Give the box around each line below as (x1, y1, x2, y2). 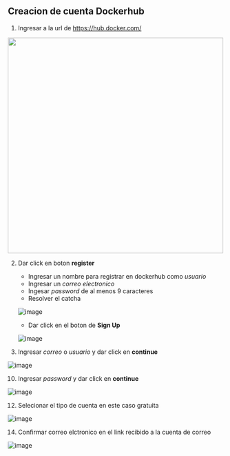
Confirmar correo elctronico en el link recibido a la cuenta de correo (17, 428, 211, 436)
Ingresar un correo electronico (28, 279, 115, 288)
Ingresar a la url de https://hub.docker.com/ (17, 23, 142, 32)
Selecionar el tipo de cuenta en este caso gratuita (17, 401, 159, 409)
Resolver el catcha (28, 294, 81, 302)
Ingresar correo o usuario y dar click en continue (17, 348, 158, 356)
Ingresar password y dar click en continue (17, 374, 139, 382)
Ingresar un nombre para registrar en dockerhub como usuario (28, 272, 207, 280)
